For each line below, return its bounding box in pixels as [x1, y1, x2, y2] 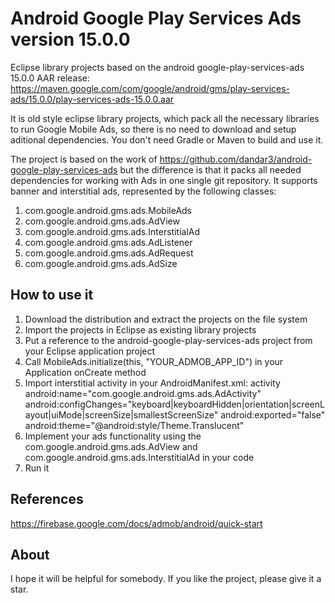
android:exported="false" [220, 408, 326, 421]
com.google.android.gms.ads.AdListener [24, 236, 193, 248]
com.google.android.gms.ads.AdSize [24, 257, 178, 269]
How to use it [10, 287, 94, 304]
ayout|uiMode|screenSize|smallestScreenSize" [24, 408, 219, 421]
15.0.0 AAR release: [10, 72, 91, 84]
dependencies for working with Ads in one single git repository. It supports [10, 174, 318, 186]
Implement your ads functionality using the [24, 430, 202, 442]
